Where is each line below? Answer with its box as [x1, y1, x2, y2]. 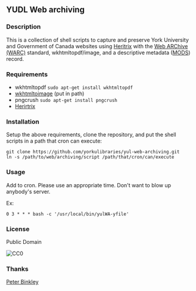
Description [6, 23, 41, 31]
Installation [6, 117, 40, 126]
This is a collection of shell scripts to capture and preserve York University [6, 36, 189, 44]
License [6, 225, 30, 233]
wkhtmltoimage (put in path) [14, 89, 85, 97]
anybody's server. [6, 188, 51, 195]
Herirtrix [14, 103, 36, 110]
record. [6, 55, 24, 62]
